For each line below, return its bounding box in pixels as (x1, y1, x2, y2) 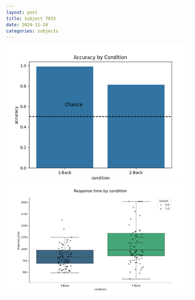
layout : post (6, 9, 38, 15)
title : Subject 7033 (6, 15, 57, 22)
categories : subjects (6, 28, 59, 34)
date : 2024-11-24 (6, 22, 48, 27)
